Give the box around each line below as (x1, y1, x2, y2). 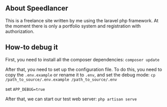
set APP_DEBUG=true (5, 86, 45, 92)
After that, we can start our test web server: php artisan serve (5, 96, 137, 102)
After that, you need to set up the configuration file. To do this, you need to (5, 66, 162, 73)
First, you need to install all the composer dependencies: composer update (5, 56, 160, 62)
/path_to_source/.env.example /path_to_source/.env (5, 77, 117, 82)
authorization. (5, 28, 35, 34)
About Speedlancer (5, 4, 69, 13)
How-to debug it (5, 43, 58, 52)
